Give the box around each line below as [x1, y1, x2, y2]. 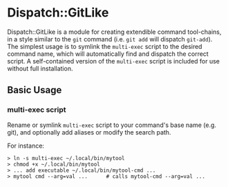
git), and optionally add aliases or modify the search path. [7, 128, 171, 136]
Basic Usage [7, 84, 62, 96]
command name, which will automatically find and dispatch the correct [7, 50, 209, 58]
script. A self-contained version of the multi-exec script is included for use [7, 57, 220, 65]
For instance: [7, 141, 45, 150]
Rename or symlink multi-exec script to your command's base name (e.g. [7, 121, 216, 129]
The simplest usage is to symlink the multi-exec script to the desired [7, 42, 202, 50]
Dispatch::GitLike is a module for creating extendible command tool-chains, [7, 28, 222, 36]
